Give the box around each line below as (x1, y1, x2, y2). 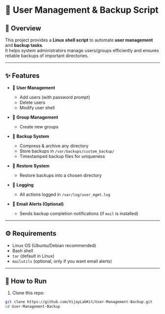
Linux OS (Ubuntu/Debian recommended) (12, 242, 97, 248)
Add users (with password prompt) (19, 94, 90, 100)
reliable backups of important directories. (5, 53, 89, 59)
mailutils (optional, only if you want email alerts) (12, 258, 112, 264)
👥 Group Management (12, 114, 58, 120)
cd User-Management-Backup (5, 304, 60, 309)
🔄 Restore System (12, 162, 50, 169)
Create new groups (19, 124, 59, 129)
